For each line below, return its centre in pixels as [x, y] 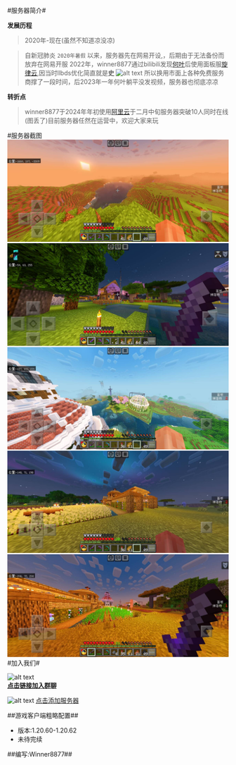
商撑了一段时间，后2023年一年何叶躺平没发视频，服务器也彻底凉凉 [122, 82]
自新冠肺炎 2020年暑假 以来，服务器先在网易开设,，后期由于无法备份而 [124, 55]
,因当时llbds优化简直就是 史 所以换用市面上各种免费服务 [131, 73]
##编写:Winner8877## [40, 754]
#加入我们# [24, 663]
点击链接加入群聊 [32, 685]
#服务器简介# [27, 10]
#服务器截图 [25, 135]
